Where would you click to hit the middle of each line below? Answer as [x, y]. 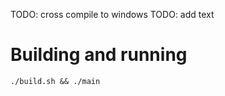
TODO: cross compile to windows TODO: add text [112, 14]
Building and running [99, 55]
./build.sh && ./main [55, 81]
